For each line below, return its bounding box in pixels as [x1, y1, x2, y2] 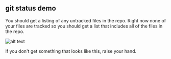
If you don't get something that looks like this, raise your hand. [5, 48, 137, 54]
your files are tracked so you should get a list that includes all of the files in [5, 23, 163, 29]
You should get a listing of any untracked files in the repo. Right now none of [5, 17, 166, 23]
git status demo [5, 4, 56, 13]
